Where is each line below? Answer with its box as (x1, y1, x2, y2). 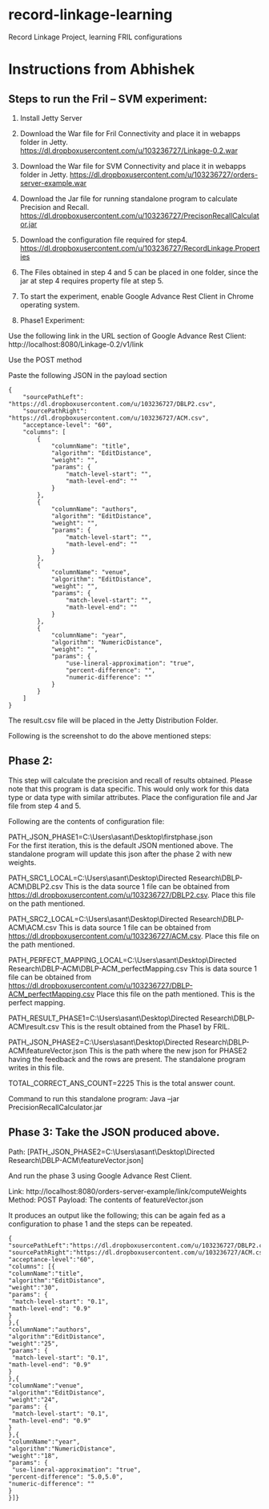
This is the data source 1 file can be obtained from (64, 881, 231, 891)
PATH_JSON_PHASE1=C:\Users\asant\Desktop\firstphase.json (8, 831, 214, 842)
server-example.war (19, 178, 87, 187)
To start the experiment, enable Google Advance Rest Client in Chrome (19, 291, 255, 301)
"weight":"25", (8, 1339, 59, 1347)
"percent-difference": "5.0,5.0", (8, 1472, 124, 1481)
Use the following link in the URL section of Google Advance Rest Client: (8, 331, 247, 340)
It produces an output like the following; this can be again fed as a (8, 1210, 226, 1220)
